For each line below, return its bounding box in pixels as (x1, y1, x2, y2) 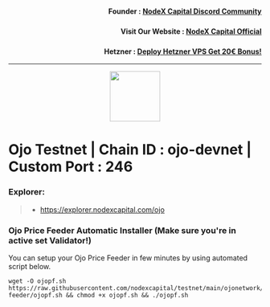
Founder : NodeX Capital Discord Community (108, 6, 262, 16)
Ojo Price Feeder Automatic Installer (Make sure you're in (8, 224, 237, 235)
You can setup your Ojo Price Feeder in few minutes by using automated (8, 252, 247, 263)
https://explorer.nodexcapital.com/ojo (39, 204, 165, 215)
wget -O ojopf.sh (8, 276, 67, 285)
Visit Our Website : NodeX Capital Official (120, 27, 262, 36)
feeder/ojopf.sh (8, 291, 63, 299)
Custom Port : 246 (8, 158, 133, 176)
